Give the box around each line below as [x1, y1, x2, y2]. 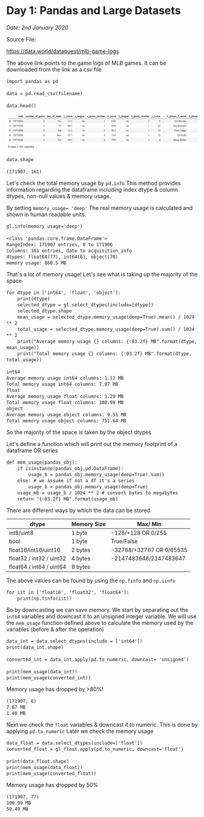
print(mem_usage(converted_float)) [6, 770, 97, 777]
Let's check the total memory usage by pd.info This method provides [6, 179, 181, 187]
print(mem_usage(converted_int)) [6, 675, 91, 681]
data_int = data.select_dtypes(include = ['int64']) [6, 638, 143, 644]
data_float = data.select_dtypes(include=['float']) [6, 740, 143, 746]
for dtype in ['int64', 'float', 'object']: [6, 290, 121, 296]
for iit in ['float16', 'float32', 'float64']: [6, 589, 130, 596]
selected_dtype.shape [17, 308, 72, 314]
